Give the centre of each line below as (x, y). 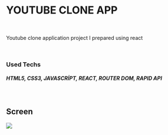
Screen (20, 112)
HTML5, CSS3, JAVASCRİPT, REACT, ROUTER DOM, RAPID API (84, 78)
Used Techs (24, 64)
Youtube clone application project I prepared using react (75, 38)
